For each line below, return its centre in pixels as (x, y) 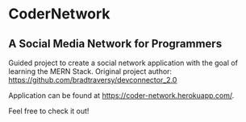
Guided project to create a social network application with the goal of (123, 63)
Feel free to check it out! (49, 111)
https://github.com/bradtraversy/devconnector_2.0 (93, 80)
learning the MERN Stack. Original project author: (90, 71)
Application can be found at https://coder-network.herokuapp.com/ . (121, 96)
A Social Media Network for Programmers (115, 44)
